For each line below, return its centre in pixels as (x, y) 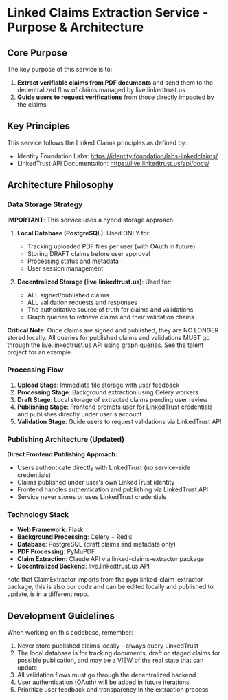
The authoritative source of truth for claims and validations (110, 309)
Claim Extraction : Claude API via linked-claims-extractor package (111, 559)
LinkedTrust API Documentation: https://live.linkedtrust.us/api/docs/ (113, 163)
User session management (65, 268)
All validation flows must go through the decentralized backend (106, 675)
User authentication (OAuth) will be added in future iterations (103, 682)
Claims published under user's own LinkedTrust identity (96, 482)
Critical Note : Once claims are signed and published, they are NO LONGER (113, 330)
